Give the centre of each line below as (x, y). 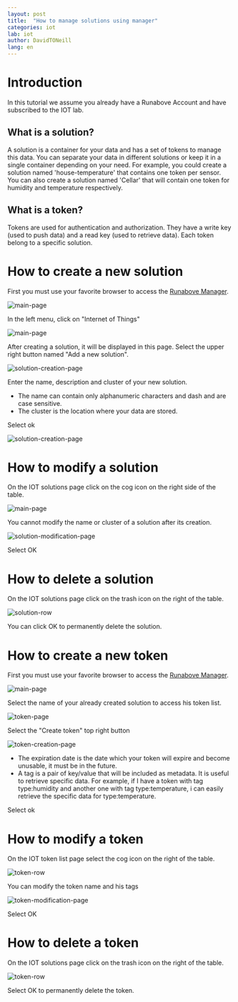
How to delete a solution (81, 579)
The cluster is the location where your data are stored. (98, 411)
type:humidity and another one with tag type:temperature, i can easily (120, 789)
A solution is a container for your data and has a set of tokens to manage (114, 149)
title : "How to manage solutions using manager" (83, 21)
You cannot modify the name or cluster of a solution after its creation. (110, 522)
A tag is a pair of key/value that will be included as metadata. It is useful (123, 773)
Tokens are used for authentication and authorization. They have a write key (119, 227)
